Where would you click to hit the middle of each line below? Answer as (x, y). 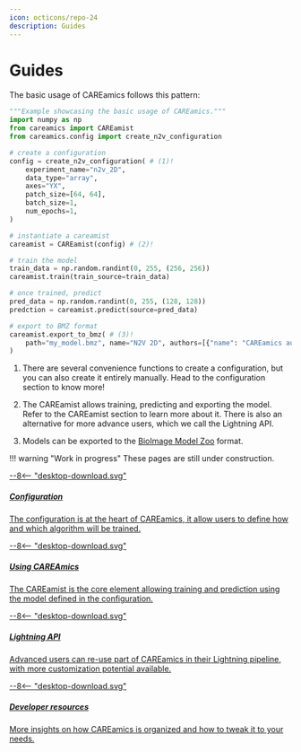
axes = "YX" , (46, 186)
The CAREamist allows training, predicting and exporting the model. (147, 405)
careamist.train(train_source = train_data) (90, 277)
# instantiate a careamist (60, 236)
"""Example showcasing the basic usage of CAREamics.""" (118, 112)
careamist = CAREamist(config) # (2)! (82, 244)
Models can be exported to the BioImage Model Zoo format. (133, 442)
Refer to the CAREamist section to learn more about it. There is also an (152, 415)
